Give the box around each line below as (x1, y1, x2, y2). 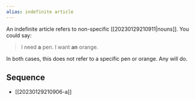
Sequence (6, 73, 46, 83)
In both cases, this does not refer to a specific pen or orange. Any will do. (6, 55, 188, 62)
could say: (6, 31, 32, 39)
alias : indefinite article (6, 8, 74, 15)
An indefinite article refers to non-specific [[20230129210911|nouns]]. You (6, 25, 189, 32)
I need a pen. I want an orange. (20, 43, 98, 50)
